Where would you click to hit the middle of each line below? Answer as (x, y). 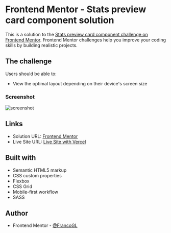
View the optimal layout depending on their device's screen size (80, 83)
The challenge (29, 62)
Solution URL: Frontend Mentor (45, 136)
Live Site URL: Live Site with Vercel (49, 142)
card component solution (60, 20)
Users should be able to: (31, 74)
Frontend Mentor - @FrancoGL (45, 225)
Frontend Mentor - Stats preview (76, 9)
